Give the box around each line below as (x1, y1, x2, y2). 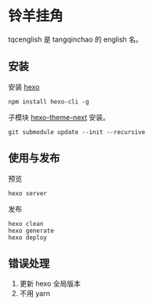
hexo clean (8, 220, 44, 228)
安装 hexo (8, 82, 40, 91)
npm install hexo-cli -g (8, 97, 89, 106)
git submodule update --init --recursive (8, 128, 146, 136)
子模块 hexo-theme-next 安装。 (8, 112, 110, 122)
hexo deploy (8, 233, 47, 242)
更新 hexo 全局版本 (19, 279, 81, 289)
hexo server (8, 189, 47, 197)
